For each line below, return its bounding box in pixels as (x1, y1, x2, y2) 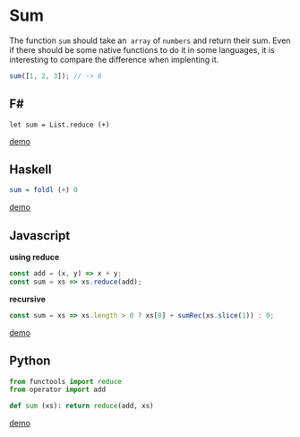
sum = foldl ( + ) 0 (9, 186, 78, 195)
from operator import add (9, 385, 106, 395)
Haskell (9, 162, 52, 178)
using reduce (9, 252, 60, 263)
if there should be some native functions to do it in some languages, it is (9, 44, 275, 55)
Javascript (9, 228, 71, 243)
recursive (9, 293, 47, 304)
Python (9, 354, 51, 369)
